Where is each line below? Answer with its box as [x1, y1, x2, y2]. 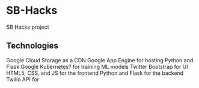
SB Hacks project [6, 23, 49, 31]
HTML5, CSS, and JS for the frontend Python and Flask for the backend [6, 69, 184, 77]
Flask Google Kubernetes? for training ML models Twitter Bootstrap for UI [6, 63, 188, 70]
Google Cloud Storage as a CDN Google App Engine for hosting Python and [6, 56, 194, 63]
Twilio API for [6, 75, 39, 83]
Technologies [6, 41, 59, 51]
